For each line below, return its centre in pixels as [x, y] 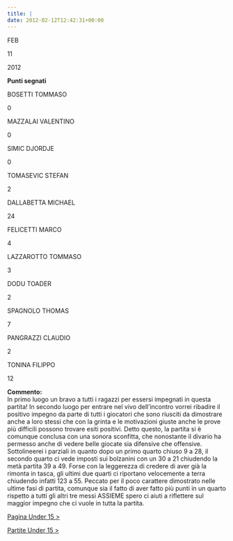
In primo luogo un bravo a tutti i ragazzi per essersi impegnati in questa [109, 399]
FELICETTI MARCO [35, 229]
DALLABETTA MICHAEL [41, 202]
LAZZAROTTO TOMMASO [45, 256]
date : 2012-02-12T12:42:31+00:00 [56, 20]
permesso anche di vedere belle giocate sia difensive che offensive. [105, 443]
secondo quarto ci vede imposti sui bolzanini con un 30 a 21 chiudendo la [112, 459]
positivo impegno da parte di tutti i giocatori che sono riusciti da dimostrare [115, 414]
